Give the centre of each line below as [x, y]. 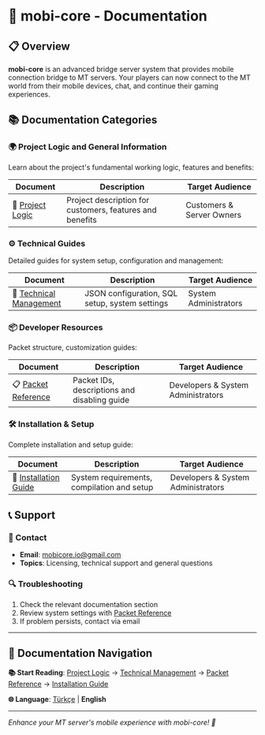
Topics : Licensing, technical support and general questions [116, 563]
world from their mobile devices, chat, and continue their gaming [113, 86]
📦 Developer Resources [56, 327]
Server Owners [213, 215]
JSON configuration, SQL [131, 293]
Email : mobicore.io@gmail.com [70, 555]
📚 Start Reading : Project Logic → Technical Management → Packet [118, 673]
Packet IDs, [94, 381]
